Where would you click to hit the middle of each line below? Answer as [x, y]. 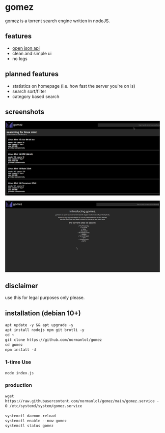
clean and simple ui [32, 53]
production [19, 385]
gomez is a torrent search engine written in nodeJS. [57, 21]
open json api [26, 48]
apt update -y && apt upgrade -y [39, 325]
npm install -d [21, 350]
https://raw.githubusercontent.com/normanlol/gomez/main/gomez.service [80, 401]
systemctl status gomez [29, 426]
